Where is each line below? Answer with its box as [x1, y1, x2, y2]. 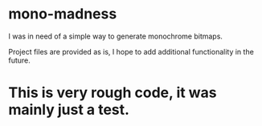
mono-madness [8, 5, 117, 23]
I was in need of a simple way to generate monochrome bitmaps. [8, 31, 223, 41]
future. [8, 55, 31, 65]
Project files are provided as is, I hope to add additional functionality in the [8, 47, 255, 56]
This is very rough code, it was [8, 83, 217, 102]
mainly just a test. [8, 101, 130, 119]
